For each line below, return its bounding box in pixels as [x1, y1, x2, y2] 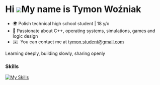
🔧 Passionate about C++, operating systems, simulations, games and [12, 28, 155, 34]
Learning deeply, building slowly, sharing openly [5, 50, 106, 56]
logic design [12, 33, 38, 39]
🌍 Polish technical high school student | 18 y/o [12, 20, 110, 26]
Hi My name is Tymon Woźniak [5, 4, 141, 15]
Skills [5, 63, 19, 70]
